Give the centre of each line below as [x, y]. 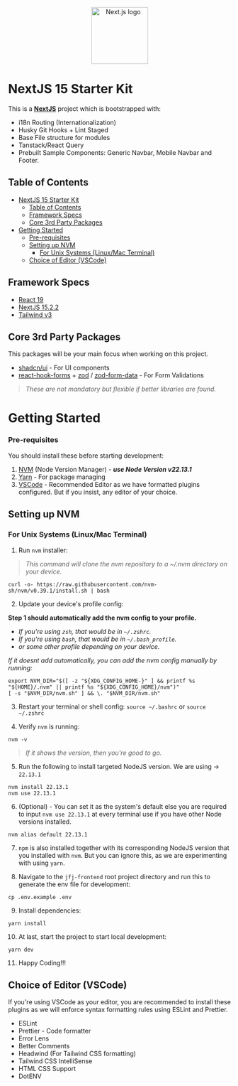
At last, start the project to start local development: [92, 936]
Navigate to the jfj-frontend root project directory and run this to [114, 876]
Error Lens [34, 1038]
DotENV [30, 1076]
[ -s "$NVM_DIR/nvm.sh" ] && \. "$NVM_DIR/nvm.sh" [84, 693]
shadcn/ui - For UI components [64, 368]
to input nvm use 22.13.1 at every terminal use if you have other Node [120, 814]
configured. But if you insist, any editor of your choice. [98, 492]
